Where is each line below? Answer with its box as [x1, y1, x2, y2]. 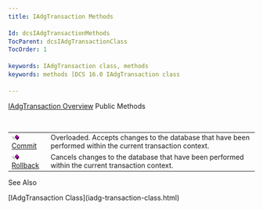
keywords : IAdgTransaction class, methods [8, 63, 149, 71]
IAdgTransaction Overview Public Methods [8, 101, 146, 110]
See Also [8, 178, 38, 187]
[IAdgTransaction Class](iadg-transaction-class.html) [8, 193, 180, 203]
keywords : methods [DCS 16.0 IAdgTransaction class [8, 71, 180, 78]
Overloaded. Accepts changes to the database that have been [50, 133, 250, 143]
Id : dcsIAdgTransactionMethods [8, 29, 110, 37]
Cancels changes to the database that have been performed [50, 152, 244, 161]
